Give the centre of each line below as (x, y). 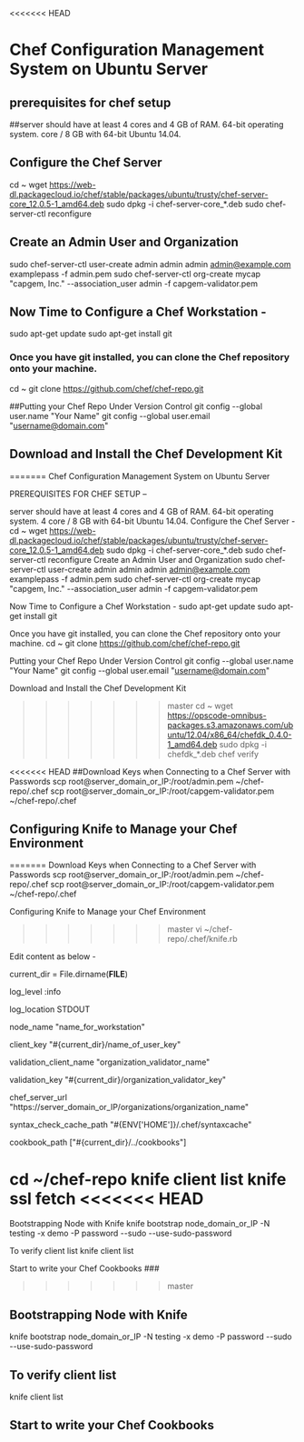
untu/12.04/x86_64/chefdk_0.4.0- (230, 735)
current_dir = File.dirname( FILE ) (69, 974)
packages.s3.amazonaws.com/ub (230, 725)
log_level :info (35, 992)
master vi (185, 929)
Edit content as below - (53, 956)
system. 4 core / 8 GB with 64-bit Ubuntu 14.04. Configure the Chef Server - (152, 521)
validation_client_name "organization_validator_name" (110, 1062)
